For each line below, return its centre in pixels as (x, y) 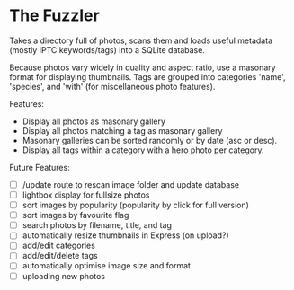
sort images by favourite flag (76, 215)
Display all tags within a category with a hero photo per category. (143, 150)
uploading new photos (64, 276)
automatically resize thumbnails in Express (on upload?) (125, 235)
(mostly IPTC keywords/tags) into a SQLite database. (107, 49)
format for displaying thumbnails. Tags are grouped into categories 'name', (147, 76)
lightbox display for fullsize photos (86, 195)
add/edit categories (59, 246)
